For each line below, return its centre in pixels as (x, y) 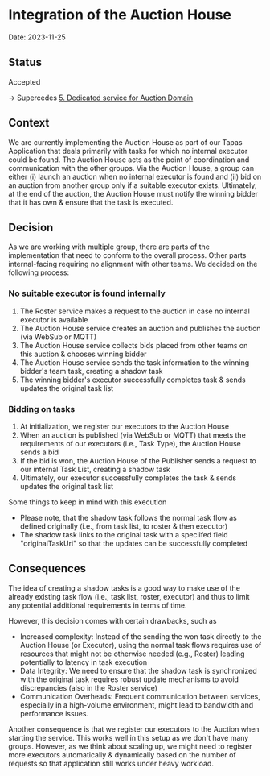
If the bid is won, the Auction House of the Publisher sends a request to (138, 460)
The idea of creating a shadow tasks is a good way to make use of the (125, 588)
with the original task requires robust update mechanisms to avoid (129, 679)
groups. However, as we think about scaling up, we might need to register (130, 746)
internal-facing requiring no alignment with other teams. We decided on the (133, 264)
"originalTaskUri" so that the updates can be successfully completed (134, 543)
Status (25, 62)
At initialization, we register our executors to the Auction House (125, 426)
